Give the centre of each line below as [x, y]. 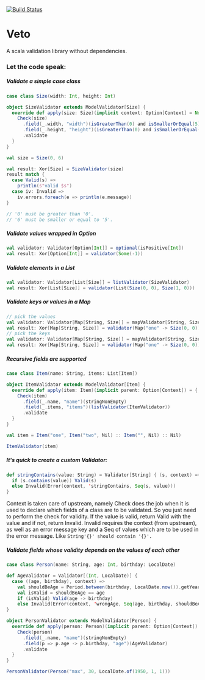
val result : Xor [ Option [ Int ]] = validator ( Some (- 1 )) [75, 254]
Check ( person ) [35, 632]
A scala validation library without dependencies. [67, 51]
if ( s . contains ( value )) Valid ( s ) [54, 480]
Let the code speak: [36, 67]
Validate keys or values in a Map [49, 302]
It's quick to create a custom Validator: [57, 460]
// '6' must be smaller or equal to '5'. [60, 220]
